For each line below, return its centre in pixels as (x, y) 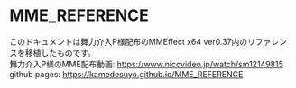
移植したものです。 (60, 53)
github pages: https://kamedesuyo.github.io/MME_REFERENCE (126, 74)
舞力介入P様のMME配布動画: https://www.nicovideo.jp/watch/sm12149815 (147, 64)
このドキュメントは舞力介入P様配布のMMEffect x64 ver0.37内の (129, 41)
